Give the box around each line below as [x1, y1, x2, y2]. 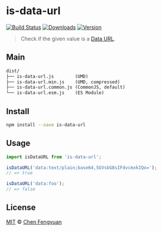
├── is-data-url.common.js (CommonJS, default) [6, 84, 126, 90]
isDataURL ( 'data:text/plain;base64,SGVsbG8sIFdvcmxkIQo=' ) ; [6, 164, 158, 171]
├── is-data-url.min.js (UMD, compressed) [6, 79, 120, 85]
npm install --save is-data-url [6, 122, 86, 128]
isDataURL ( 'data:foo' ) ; [6, 181, 65, 187]
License [6, 203, 36, 213]
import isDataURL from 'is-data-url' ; [6, 154, 102, 160]
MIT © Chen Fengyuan [6, 218, 62, 225]
